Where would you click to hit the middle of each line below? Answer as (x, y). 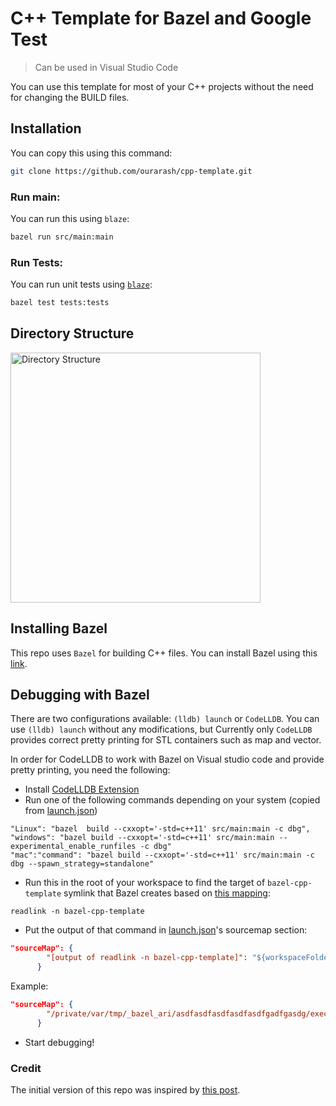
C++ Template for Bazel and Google (161, 18)
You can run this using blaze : (70, 218)
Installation (46, 128)
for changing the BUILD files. (70, 97)
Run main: (35, 197)
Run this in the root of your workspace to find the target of (145, 883)
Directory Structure (72, 333)
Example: (29, 986)
